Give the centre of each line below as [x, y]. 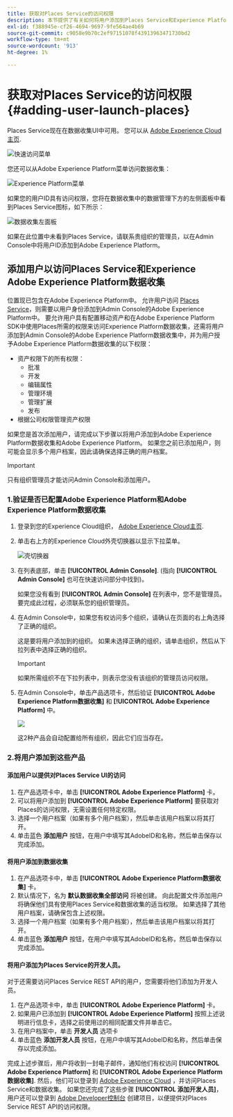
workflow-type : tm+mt [38, 40]
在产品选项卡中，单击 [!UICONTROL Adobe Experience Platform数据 [116, 878]
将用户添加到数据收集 [37, 861]
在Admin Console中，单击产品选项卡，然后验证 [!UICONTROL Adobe [116, 692]
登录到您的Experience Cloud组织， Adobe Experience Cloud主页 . [111, 526]
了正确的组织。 [38, 626]
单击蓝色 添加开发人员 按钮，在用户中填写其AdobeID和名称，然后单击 [116, 1040]
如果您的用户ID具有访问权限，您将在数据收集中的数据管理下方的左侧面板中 [113, 198]
